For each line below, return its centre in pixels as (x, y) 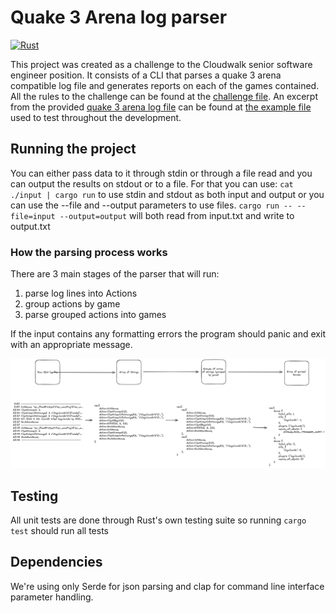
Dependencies (56, 562)
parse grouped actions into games (95, 315)
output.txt (30, 226)
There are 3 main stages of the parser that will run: (115, 274)
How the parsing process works (89, 252)
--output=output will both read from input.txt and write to (177, 215)
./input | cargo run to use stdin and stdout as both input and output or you (167, 194)
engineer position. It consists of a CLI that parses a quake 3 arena (146, 75)
